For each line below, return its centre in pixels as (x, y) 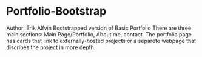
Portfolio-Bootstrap (56, 11)
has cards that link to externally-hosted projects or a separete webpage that (101, 41)
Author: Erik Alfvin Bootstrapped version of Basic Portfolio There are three (99, 28)
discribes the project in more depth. (51, 47)
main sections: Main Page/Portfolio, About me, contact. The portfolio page (99, 34)
